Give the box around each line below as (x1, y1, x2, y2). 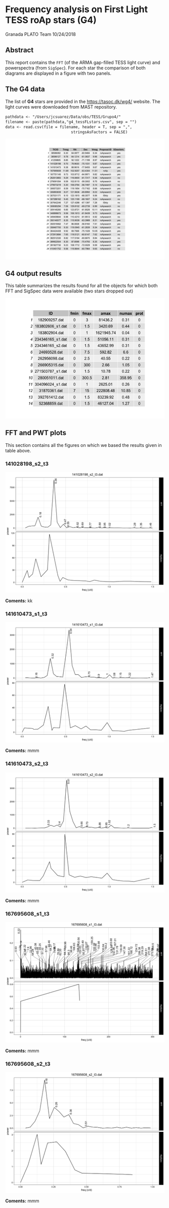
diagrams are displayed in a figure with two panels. (5, 70, 112, 76)
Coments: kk (5, 598, 33, 604)
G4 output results (5, 269, 62, 278)
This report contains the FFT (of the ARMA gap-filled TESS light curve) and (5, 59, 160, 66)
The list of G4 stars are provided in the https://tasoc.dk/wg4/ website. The (5, 98, 160, 105)
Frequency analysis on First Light (5, 4, 148, 15)
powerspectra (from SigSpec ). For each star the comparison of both (5, 64, 146, 71)
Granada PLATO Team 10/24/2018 (5, 31, 76, 37)
